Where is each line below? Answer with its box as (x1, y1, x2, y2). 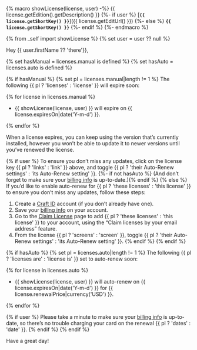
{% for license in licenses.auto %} (6, 267, 89, 274)
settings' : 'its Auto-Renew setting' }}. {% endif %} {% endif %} (32, 238, 186, 245)
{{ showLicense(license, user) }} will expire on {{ (14, 105, 132, 111)
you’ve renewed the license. (6, 146, 75, 153)
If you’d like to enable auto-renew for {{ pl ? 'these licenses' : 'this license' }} (6, 182, 191, 189)
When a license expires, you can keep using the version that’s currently (6, 134, 179, 141)
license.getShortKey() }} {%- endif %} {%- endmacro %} (6, 24, 149, 31)
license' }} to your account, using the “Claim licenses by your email (14, 219, 178, 226)
